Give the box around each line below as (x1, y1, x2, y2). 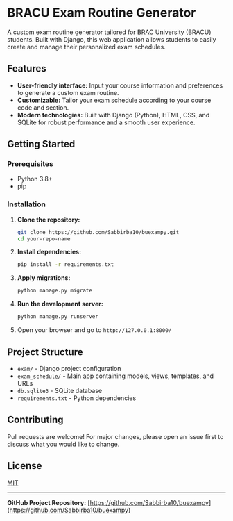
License (7, 460, 42, 472)
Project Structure (7, 346, 83, 358)
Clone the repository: (17, 215, 80, 224)
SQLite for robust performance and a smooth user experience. (17, 118, 196, 126)
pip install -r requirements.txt (17, 261, 114, 268)
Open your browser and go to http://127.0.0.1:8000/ (17, 326, 172, 334)
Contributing (7, 414, 64, 426)
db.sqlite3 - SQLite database (17, 386, 103, 395)
